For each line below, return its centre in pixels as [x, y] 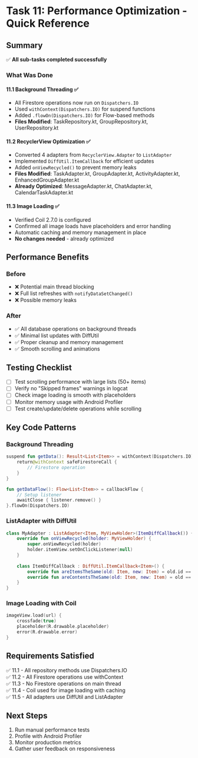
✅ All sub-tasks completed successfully [57, 59]
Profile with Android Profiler [48, 736]
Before [16, 274]
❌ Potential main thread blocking [54, 287]
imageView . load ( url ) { [34, 616]
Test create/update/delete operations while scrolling [78, 409]
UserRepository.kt [37, 128]
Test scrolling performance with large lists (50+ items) [80, 382]
